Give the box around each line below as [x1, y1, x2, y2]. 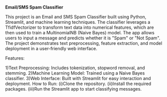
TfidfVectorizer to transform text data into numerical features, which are [5, 24, 154, 30]
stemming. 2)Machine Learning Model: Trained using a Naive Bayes [5, 70, 145, 76]
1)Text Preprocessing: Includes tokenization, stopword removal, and [5, 65, 145, 71]
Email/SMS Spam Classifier [5, 4, 64, 10]
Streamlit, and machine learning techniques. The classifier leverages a [5, 19, 150, 25]
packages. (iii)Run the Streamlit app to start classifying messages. [5, 86, 142, 92]
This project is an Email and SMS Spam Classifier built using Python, [5, 14, 146, 19]
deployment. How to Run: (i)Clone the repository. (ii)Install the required [5, 81, 151, 87]
